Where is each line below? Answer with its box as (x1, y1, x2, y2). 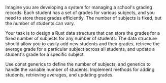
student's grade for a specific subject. (5, 51, 85, 57)
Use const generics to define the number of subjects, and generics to (5, 61, 151, 67)
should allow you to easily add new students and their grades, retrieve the (5, 41, 160, 47)
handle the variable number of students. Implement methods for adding (5, 66, 155, 72)
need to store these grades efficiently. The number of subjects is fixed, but (5, 15, 161, 21)
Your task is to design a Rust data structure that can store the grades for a (5, 30, 160, 36)
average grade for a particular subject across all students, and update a (5, 46, 155, 52)
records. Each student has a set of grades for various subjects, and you (5, 10, 155, 16)
